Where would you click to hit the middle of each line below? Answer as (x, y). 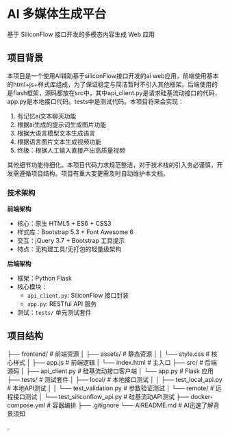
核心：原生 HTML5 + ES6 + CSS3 (64, 224)
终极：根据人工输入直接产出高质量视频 (71, 150)
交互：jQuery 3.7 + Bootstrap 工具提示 (71, 241)
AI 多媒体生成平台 (57, 14)
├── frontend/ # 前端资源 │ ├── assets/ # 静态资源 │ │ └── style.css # (108, 354)
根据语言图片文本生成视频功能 (59, 142)
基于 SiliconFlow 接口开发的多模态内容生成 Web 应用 (81, 34)
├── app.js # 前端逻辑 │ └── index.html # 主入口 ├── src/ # (118, 362)
